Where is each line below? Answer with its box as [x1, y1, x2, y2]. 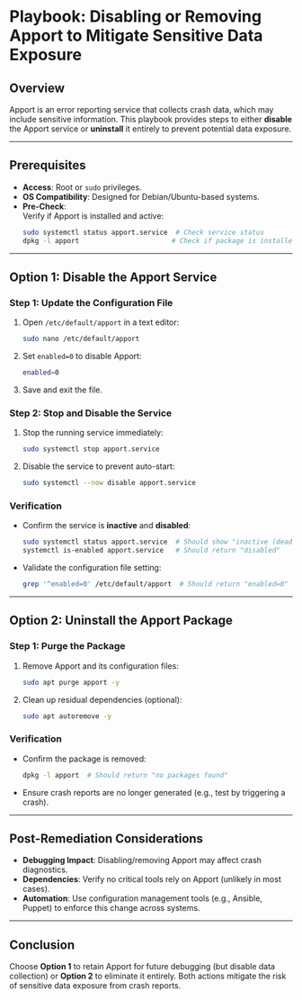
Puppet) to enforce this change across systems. [22, 903, 200, 914]
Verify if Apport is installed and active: [22, 210, 164, 221]
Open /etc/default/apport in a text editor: [22, 317, 180, 328]
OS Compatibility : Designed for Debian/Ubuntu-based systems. [22, 191, 261, 202]
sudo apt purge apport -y [22, 678, 120, 687]
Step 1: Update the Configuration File [9, 296, 173, 309]
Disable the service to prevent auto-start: [22, 461, 175, 472]
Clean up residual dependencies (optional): [22, 694, 182, 705]
